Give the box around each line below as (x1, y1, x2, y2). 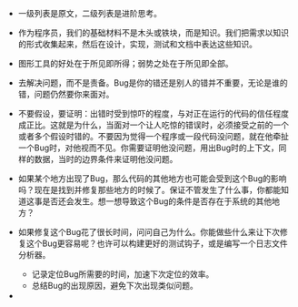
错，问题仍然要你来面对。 (17, 89, 114, 99)
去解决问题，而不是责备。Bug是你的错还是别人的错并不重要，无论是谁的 (17, 77, 288, 88)
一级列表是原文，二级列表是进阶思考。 (17, 8, 162, 18)
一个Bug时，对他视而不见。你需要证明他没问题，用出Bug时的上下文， (17, 142, 279, 153)
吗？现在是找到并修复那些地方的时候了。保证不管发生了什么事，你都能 (17, 185, 282, 195)
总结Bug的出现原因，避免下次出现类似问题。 (31, 281, 198, 291)
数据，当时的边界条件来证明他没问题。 (34, 154, 178, 164)
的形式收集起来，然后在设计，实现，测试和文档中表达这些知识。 (17, 39, 257, 49)
